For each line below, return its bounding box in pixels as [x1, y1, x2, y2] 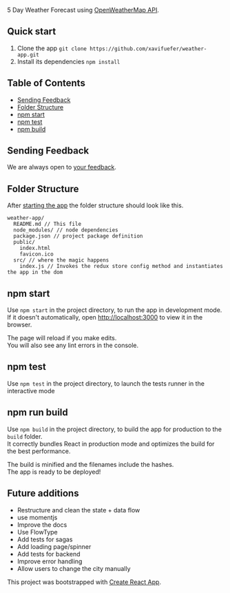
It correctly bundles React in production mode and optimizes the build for [7, 439, 215, 448]
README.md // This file [13, 220, 81, 228]
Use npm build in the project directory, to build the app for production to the [7, 425, 222, 433]
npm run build [7, 406, 69, 419]
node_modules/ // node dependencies [13, 227, 118, 233]
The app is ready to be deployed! [7, 468, 101, 476]
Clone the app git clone [17, 44, 87, 52]
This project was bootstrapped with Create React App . [7, 578, 162, 586]
